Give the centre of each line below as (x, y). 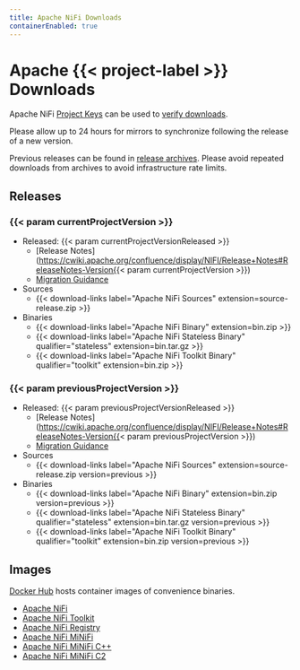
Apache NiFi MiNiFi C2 (64, 657)
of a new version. (41, 141)
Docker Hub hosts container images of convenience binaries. (122, 591)
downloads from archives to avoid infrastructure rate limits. (118, 168)
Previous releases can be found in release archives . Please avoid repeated (147, 159)
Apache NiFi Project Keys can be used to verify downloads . (119, 114)
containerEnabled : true (54, 26)
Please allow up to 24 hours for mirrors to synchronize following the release (149, 132)
